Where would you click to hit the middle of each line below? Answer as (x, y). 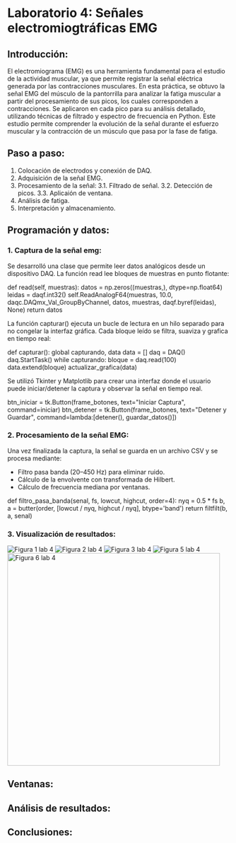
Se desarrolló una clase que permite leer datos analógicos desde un (106, 266)
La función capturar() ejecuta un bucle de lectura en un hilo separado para (116, 323)
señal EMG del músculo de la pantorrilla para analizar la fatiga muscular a (114, 94)
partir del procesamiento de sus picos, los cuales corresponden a (103, 101)
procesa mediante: (35, 458)
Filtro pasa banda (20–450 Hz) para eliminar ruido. (91, 472)
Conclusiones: (40, 832)
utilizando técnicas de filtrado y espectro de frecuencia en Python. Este (112, 116)
